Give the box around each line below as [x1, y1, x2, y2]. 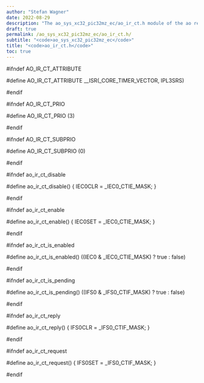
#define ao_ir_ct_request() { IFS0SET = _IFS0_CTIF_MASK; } [6, 359, 157, 366]
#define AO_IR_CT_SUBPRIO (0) [6, 147, 86, 155]
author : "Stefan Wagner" [6, 8, 69, 15]
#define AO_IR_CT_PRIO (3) [6, 112, 75, 119]
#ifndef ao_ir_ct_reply [6, 312, 61, 319]
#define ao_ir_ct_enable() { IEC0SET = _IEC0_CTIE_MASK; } [6, 218, 155, 225]
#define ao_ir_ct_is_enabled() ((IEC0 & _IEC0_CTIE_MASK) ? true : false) [6, 253, 186, 260]
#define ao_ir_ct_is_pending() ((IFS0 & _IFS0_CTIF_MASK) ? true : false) [6, 288, 185, 296]
